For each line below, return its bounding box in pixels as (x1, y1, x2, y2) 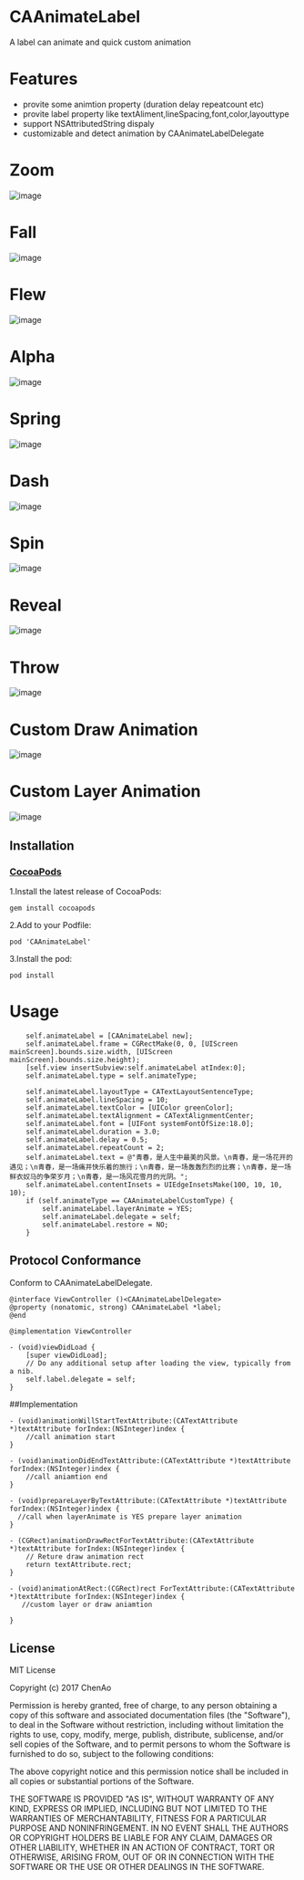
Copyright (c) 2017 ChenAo (9, 1682, 112, 1694)
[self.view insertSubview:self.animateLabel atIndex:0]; (25, 1063, 247, 1072)
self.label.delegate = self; (25, 1374, 137, 1384)
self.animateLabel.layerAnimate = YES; (42, 1204, 194, 1213)
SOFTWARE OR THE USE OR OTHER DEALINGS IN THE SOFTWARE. (9, 1862, 265, 1873)
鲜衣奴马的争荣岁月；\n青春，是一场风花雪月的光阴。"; (9, 1172, 189, 1181)
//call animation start (25, 1432, 117, 1441)
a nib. (9, 1366, 35, 1375)
